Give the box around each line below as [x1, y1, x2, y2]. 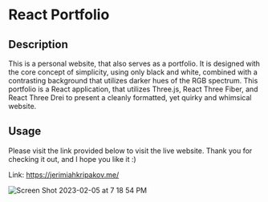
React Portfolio [8, 6, 110, 24]
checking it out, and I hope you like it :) [8, 154, 136, 164]
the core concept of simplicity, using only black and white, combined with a [8, 67, 258, 77]
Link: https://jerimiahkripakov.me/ [8, 170, 120, 180]
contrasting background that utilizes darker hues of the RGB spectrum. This [8, 76, 258, 85]
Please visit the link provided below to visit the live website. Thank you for [8, 146, 253, 156]
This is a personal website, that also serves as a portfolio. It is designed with [8, 59, 261, 68]
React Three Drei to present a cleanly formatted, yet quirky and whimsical [8, 93, 252, 102]
